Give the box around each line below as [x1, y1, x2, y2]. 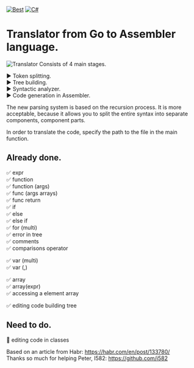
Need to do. [6, 320, 52, 330]
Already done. [6, 153, 62, 163]
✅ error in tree [6, 230, 43, 238]
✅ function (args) [6, 182, 50, 190]
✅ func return [6, 196, 41, 204]
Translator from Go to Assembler [6, 28, 176, 41]
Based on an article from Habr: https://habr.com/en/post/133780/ [6, 348, 170, 355]
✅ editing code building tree [6, 301, 77, 309]
